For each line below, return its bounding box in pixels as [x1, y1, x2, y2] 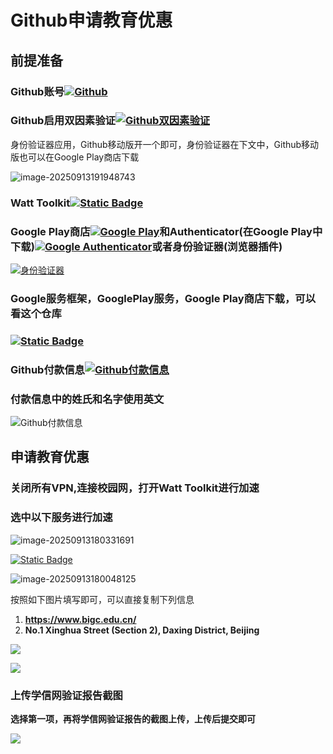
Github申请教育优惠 [10, 9, 173, 32]
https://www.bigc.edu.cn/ [24, 613, 137, 625]
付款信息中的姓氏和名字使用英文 [10, 392, 165, 406]
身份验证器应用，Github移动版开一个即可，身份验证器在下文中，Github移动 [10, 138, 320, 150]
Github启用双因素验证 [10, 114, 116, 128]
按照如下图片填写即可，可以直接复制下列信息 [10, 593, 195, 605]
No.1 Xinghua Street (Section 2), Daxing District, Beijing [24, 624, 260, 636]
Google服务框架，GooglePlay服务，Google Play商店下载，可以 [10, 291, 317, 305]
